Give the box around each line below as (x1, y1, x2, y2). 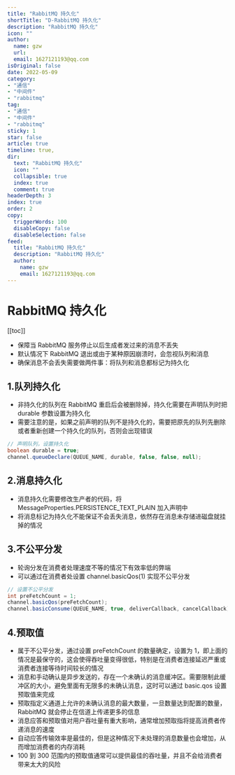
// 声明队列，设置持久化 (7, 441, 69, 448)
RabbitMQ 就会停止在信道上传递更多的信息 (17, 707, 141, 716)
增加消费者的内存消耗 (23, 742, 85, 751)
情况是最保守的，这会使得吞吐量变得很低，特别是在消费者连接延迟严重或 (17, 655, 226, 663)
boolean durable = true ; (7, 447, 80, 455)
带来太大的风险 (17, 760, 61, 768)
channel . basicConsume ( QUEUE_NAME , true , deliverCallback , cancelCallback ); (7, 606, 233, 613)
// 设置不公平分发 (7, 585, 54, 593)
